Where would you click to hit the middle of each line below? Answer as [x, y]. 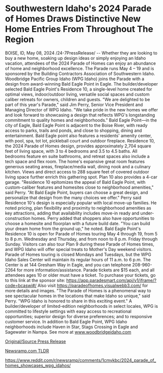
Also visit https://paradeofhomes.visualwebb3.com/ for [93, 285]
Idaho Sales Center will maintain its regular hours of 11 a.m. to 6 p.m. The [78, 259]
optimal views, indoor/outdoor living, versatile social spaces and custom [77, 94]
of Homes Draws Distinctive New [73, 19]
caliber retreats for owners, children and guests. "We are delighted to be [78, 99]
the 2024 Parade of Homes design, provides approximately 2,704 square [78, 146]
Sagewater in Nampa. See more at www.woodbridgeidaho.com [68, 332]
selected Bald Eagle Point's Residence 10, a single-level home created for [79, 89]
